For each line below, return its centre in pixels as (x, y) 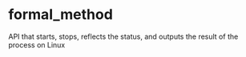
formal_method (61, 15)
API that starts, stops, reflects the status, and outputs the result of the (123, 36)
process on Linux (37, 44)
